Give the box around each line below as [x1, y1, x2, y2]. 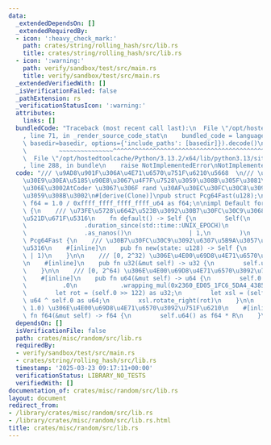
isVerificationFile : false [15, 326, 106, 335]
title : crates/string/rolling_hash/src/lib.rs [23, 49, 182, 57]
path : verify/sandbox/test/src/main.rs [23, 64, 157, 73]
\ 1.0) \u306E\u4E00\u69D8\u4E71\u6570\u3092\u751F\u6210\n [23, 304, 229, 312]
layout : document [8, 394, 67, 402]
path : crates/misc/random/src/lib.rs [15, 334, 143, 343]
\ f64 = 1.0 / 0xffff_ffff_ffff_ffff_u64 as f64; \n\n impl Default [23, 199, 251, 207]
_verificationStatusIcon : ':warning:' [15, 102, 147, 110]
